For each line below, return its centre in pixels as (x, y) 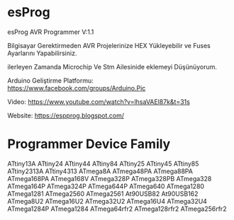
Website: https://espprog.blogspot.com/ (66, 115)
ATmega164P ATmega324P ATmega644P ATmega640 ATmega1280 (106, 186)
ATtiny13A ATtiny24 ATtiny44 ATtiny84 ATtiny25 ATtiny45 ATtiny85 (103, 163)
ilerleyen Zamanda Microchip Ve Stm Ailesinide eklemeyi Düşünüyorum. (112, 66)
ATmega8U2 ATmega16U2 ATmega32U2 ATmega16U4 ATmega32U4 (107, 201)
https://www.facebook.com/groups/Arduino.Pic (77, 88)
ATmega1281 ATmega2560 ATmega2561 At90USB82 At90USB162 (103, 193)
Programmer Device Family (89, 144)
